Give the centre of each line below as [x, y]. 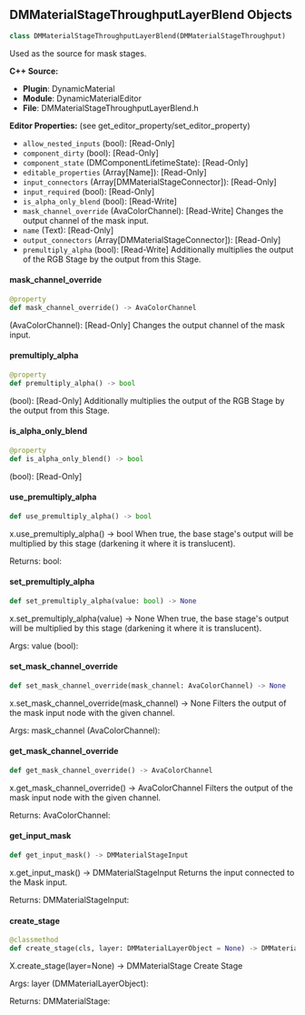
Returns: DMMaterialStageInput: [69, 899]
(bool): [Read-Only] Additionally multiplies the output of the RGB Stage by [147, 400]
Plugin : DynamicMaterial [69, 88]
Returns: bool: [35, 561]
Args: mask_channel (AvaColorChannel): [85, 730]
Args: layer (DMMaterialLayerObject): [79, 983]
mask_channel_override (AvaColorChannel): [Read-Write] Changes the [153, 211]
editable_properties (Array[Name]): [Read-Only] [114, 172]
